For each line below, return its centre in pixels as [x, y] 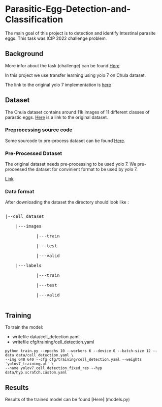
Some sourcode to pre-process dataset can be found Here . [65, 141]
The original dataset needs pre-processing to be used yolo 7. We [71, 164]
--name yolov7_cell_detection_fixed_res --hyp [54, 368]
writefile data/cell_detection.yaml [46, 337]
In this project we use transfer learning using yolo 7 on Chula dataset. [76, 75]
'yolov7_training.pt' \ [30, 364]
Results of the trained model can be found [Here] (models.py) [67, 400]
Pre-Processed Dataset [34, 153]
